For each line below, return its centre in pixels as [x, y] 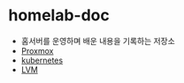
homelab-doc [59, 15]
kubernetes [42, 60]
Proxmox [37, 50]
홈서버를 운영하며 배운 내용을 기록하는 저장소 [98, 41]
